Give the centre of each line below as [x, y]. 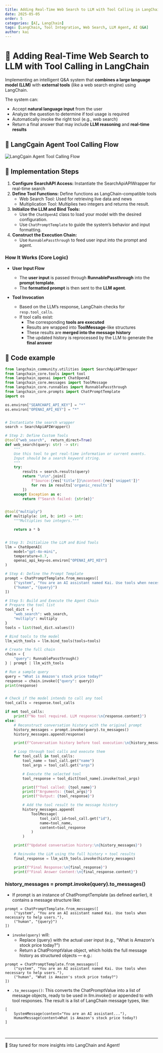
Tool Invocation [28, 297]
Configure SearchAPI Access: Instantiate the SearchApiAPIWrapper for [84, 183]
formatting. [30, 230]
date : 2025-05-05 [23, 14]
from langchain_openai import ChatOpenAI [48, 378]
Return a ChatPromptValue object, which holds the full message [83, 950]
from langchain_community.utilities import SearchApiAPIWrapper [71, 369]
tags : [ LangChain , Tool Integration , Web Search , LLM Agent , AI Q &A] [77, 28]
